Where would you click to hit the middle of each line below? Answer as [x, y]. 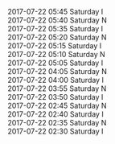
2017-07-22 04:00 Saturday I [55, 80]
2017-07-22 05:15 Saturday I [55, 46]
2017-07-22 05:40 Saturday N [57, 20]
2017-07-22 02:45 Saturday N [57, 105]
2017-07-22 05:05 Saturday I [55, 63]
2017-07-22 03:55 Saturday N [57, 88]
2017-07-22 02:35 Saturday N [57, 123]
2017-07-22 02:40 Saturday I [55, 114]
